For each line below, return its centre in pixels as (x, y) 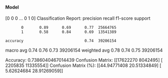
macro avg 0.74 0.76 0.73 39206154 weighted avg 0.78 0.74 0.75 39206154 (84, 50)
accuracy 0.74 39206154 (61, 41)
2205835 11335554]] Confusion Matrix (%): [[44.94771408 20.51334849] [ (83, 65)
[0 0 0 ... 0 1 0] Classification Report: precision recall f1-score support (78, 18)
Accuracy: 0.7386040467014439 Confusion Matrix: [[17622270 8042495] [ (84, 60)
